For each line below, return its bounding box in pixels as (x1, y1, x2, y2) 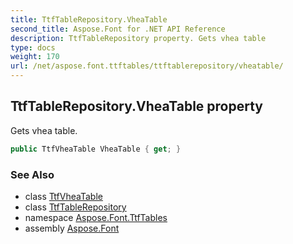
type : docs (10, 42, 56, 53)
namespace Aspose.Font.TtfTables (24, 211, 168, 223)
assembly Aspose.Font (24, 222, 120, 234)
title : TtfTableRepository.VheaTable (10, 14, 168, 25)
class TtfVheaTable (24, 190, 103, 202)
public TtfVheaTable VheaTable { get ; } (10, 144, 182, 154)
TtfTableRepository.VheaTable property (10, 98, 263, 115)
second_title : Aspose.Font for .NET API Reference (10, 24, 226, 34)
